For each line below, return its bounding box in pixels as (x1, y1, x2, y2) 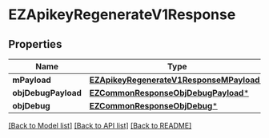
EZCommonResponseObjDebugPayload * (89, 88, 250, 98)
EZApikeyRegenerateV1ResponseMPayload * (89, 74, 266, 85)
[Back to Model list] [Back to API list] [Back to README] (8, 121, 192, 130)
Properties (8, 37, 62, 51)
